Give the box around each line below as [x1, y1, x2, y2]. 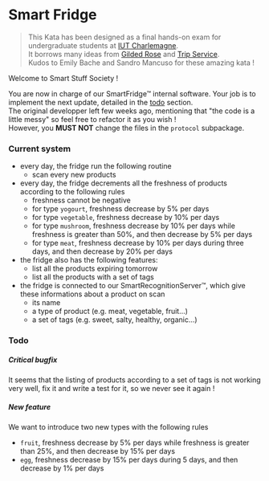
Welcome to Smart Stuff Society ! [8, 73, 119, 83]
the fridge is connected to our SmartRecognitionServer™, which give [19, 281, 247, 291]
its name [31, 298, 61, 308]
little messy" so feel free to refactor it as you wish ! [8, 114, 177, 124]
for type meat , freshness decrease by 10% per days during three [31, 238, 244, 248]
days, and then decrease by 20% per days [31, 247, 173, 256]
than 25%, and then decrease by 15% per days [19, 446, 175, 456]
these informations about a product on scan [19, 289, 165, 299]
